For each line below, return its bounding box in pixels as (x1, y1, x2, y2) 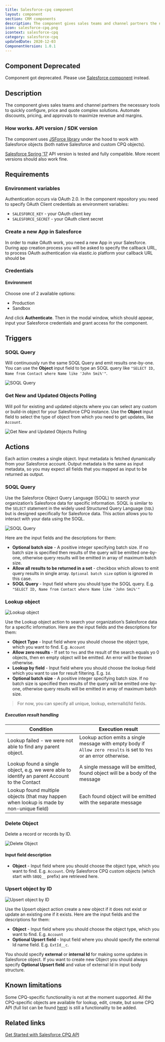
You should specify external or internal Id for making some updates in (5, 951, 148, 957)
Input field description (5, 851, 52, 857)
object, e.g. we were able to (7, 767, 71, 773)
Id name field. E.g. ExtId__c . (12, 941, 69, 948)
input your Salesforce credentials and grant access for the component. (5, 320, 148, 326)
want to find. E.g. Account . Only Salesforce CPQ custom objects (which (12, 868, 156, 874)
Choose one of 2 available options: (5, 290, 76, 296)
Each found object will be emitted (79, 793, 156, 800)
